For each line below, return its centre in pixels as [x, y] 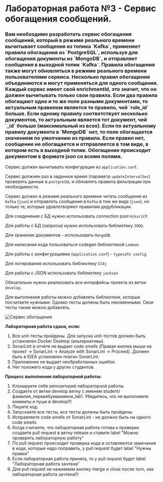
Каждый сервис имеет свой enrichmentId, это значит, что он [81, 89]
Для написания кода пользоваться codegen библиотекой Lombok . [72, 244]
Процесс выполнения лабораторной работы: [54, 376]
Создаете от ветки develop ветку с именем [57, 391]
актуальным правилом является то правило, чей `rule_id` [77, 108]
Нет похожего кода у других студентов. [53, 367]
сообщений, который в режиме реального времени [70, 41]
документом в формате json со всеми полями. [64, 156]
